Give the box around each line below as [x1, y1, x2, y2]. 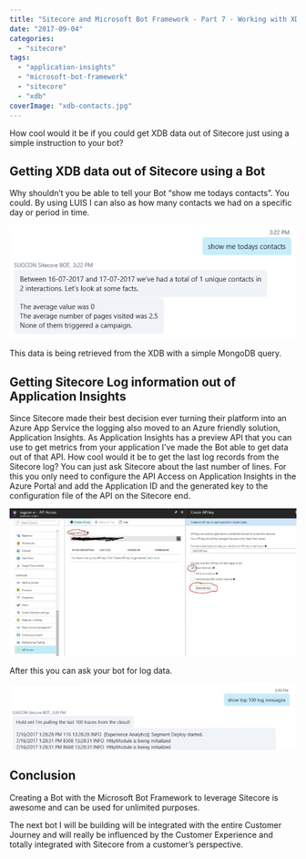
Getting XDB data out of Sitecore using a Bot [9, 163, 266, 179]
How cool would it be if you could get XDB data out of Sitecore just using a [9, 128, 290, 139]
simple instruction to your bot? [9, 137, 124, 148]
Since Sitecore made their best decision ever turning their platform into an [9, 412, 287, 423]
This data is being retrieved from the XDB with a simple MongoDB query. [9, 347, 282, 359]
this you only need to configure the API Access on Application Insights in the [9, 471, 297, 481]
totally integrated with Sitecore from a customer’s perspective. [9, 839, 244, 850]
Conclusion [9, 768, 76, 783]
